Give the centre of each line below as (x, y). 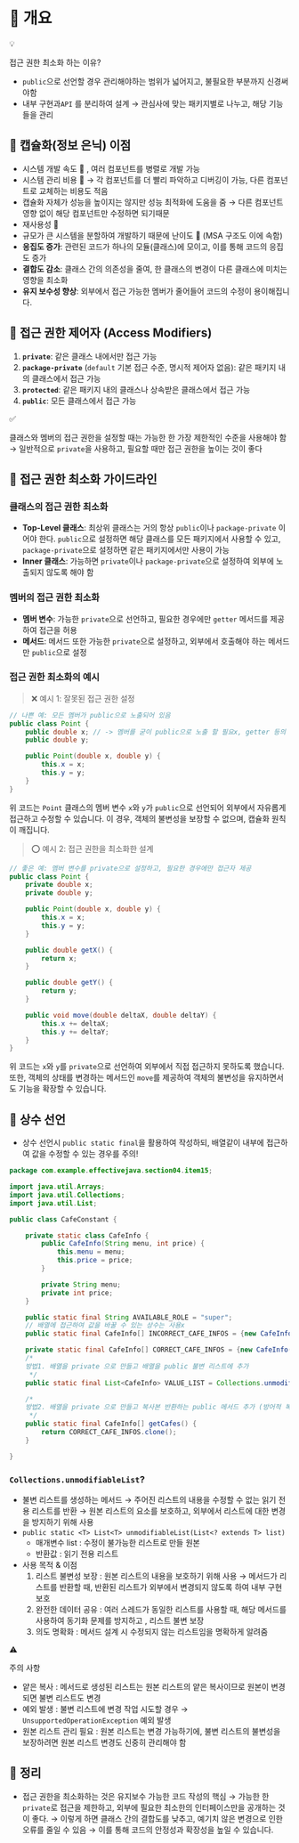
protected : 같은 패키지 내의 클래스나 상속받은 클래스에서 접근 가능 (136, 389)
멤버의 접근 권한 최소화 (55, 597)
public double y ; (57, 740)
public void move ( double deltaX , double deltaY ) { (121, 1015)
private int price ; (77, 1293)
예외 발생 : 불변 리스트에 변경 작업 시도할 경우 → (105, 1709)
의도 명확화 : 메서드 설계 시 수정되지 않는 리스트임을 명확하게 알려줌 (152, 1631)
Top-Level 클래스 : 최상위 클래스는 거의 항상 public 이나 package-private (149, 528)
